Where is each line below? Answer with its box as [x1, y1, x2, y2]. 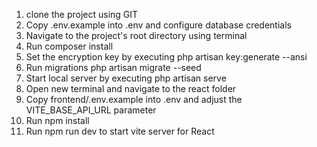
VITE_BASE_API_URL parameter [25, 104, 157, 116]
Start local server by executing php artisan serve [25, 72, 227, 84]
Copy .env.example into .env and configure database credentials [25, 19, 292, 31]
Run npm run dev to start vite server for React [25, 125, 215, 137]
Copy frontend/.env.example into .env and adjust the [25, 94, 243, 105]
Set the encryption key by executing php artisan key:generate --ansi [25, 51, 308, 63]
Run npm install [25, 115, 90, 126]
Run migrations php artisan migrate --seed [25, 62, 202, 73]
